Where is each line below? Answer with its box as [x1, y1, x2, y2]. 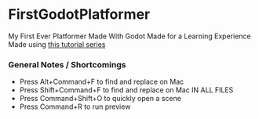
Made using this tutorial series [8, 39, 106, 49]
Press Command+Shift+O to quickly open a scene [19, 94, 182, 103]
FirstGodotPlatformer [8, 5, 151, 23]
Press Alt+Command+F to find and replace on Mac [19, 77, 184, 87]
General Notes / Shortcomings [8, 59, 126, 70]
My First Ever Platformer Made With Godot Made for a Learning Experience [8, 31, 251, 41]
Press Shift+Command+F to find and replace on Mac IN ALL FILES [19, 85, 234, 95]
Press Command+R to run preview [19, 102, 131, 111]
